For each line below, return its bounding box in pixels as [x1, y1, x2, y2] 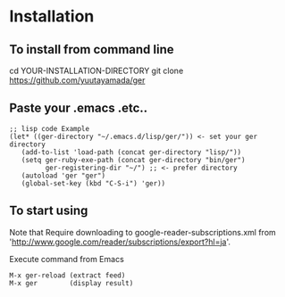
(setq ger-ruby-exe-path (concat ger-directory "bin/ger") [21, 155, 246, 164]
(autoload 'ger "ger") [21, 171, 105, 180]
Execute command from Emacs [9, 253, 125, 264]
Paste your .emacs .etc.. [9, 101, 148, 116]
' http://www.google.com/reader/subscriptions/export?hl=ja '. [9, 236, 231, 247]
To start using [9, 203, 88, 219]
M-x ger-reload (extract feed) [9, 270, 126, 280]
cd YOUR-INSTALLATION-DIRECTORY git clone [9, 65, 184, 76]
